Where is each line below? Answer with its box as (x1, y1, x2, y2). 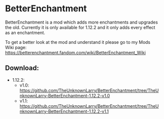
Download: (5, 64, 39, 72)
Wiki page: (5, 44, 27, 50)
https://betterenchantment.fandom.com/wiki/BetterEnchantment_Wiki (5, 50, 146, 56)
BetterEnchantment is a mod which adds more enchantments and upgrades (5, 19, 158, 25)
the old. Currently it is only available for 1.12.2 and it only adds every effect (5, 24, 156, 30)
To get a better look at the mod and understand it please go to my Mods (5, 39, 151, 45)
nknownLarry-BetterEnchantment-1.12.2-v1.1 (19, 108, 109, 114)
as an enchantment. (5, 30, 45, 35)
